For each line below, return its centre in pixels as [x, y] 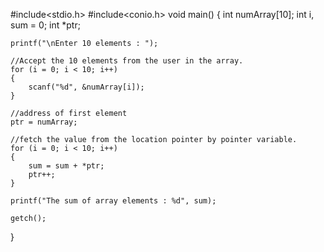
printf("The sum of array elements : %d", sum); [113, 201]
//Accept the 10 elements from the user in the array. [127, 61]
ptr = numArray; [44, 122]
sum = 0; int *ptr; [45, 25]
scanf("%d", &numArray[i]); [86, 87]
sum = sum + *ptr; [66, 166]
